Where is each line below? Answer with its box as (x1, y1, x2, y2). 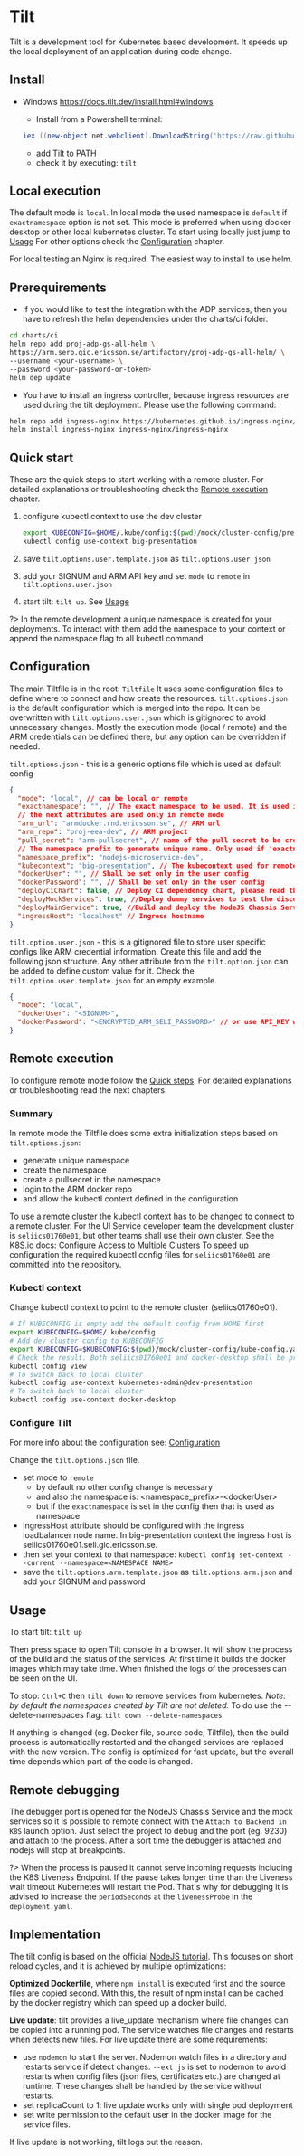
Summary (9, 1106, 54, 1119)
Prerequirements (9, 280, 107, 295)
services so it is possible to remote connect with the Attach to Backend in (9, 1816, 287, 1827)
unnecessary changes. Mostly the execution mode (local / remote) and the (9, 721, 288, 732)
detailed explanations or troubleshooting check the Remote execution (9, 484, 269, 495)
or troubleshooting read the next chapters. (9, 1084, 167, 1096)
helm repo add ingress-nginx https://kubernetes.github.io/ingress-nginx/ (9, 416, 298, 426)
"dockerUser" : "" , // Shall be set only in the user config (17, 869, 249, 879)
